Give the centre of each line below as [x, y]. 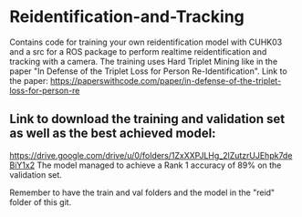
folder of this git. [41, 201]
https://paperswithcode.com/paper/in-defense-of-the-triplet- [166, 80]
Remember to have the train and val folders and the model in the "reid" [142, 192]
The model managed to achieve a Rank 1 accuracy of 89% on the [159, 165]
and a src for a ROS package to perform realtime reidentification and [138, 51]
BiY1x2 [22, 165]
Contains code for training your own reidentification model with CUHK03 [146, 42]
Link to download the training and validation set [147, 119]
